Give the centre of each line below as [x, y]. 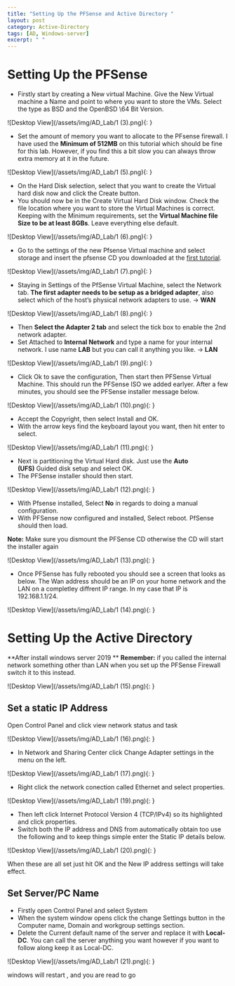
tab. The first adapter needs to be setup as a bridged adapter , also [115, 293]
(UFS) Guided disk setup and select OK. [75, 468]
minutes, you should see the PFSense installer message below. [108, 392]
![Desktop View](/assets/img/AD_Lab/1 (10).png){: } [81, 405]
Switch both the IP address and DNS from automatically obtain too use [119, 829]
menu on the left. [42, 760]
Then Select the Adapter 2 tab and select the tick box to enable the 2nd [122, 327]
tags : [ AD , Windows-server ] [48, 33]
